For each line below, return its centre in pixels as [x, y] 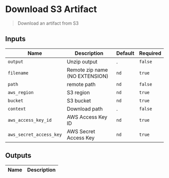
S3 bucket [79, 101]
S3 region [78, 93]
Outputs [18, 156]
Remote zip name [87, 70]
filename [18, 73]
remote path [81, 84]
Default [125, 53]
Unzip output [82, 61]
